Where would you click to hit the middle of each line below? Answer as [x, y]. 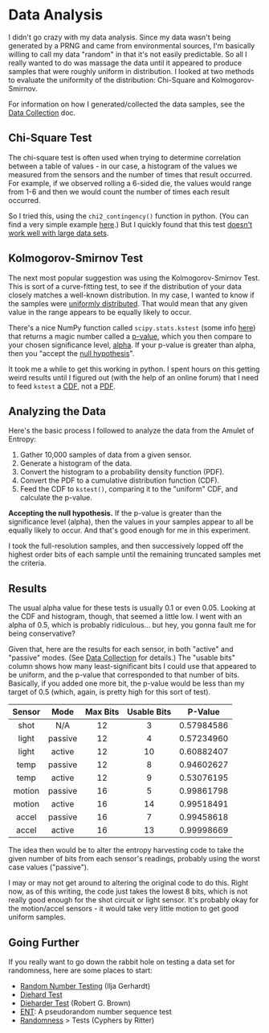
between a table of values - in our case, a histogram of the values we [123, 166]
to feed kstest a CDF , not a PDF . [62, 386]
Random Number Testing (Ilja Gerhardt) [85, 986]
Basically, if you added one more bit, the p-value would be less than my [126, 683]
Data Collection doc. [42, 112]
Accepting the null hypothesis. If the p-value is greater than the [115, 513]
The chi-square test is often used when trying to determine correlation [125, 157]
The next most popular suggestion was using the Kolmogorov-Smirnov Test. [134, 278]
